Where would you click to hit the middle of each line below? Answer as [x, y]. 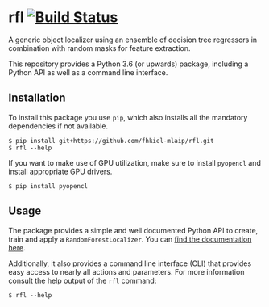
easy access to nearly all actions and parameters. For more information [126, 271]
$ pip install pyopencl [48, 186]
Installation [37, 98]
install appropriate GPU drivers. [60, 171]
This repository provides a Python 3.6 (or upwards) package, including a [128, 64]
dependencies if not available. [58, 126]
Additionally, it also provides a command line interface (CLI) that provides [130, 263]
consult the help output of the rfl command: [83, 280]
